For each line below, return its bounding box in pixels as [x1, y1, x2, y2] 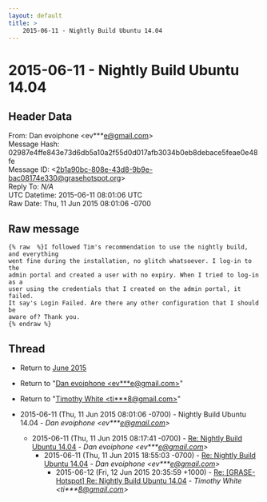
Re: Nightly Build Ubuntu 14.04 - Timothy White [86, 476, 242, 485]
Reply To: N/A [8, 181, 54, 192]
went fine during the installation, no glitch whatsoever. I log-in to [8, 257, 252, 265]
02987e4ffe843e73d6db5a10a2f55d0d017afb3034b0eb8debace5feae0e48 [8, 148, 258, 157]
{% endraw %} [8, 321, 52, 329]
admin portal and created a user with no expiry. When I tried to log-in [8, 271, 260, 280]
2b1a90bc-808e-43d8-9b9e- [55, 165, 153, 174]
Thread [8, 341, 46, 356]
